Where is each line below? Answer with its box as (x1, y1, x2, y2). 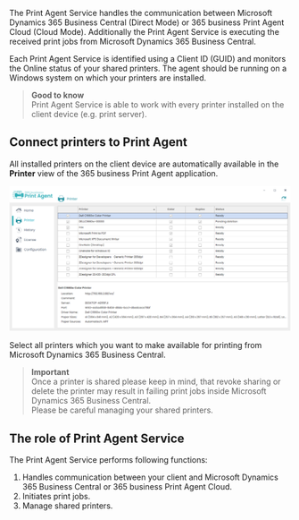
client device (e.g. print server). (30, 109, 147, 119)
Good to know (30, 90, 85, 100)
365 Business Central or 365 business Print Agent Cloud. (21, 482, 233, 491)
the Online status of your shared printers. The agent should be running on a (9, 63, 287, 73)
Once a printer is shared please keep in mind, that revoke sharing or (30, 376, 281, 388)
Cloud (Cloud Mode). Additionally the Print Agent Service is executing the (9, 27, 279, 37)
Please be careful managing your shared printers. (30, 405, 214, 415)
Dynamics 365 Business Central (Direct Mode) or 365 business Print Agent (9, 17, 285, 28)
